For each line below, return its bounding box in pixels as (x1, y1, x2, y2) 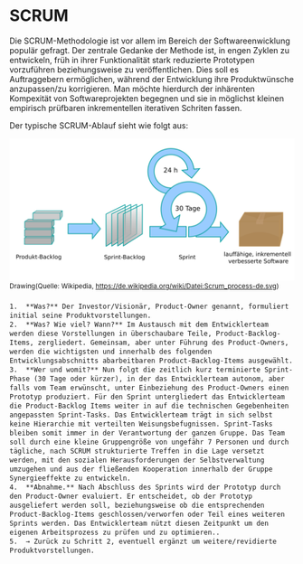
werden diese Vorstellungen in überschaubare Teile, (9, 329, 213, 338)
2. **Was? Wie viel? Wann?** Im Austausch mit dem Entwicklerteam (9, 320, 270, 329)
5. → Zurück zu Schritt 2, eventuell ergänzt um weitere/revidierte (9, 537, 278, 546)
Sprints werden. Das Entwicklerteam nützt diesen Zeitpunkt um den (9, 519, 270, 528)
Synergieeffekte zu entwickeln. (9, 474, 131, 483)
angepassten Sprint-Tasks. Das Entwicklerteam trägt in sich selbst (9, 410, 273, 419)
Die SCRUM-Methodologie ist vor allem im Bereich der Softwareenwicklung (9, 35, 291, 46)
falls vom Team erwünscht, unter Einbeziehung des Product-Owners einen (9, 383, 289, 392)
